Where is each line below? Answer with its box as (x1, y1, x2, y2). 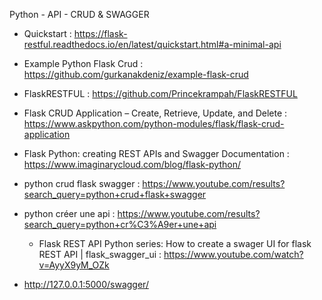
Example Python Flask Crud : (23, 58, 144, 69)
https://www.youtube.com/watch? (163, 249, 304, 260)
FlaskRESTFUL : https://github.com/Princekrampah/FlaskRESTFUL (23, 88, 298, 99)
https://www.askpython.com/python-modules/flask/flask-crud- (23, 118, 285, 129)
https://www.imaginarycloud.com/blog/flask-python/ (23, 159, 242, 170)
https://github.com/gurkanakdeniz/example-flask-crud (23, 69, 249, 80)
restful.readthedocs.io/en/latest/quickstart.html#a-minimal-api (23, 39, 282, 50)
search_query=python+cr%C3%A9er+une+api (23, 219, 217, 230)
